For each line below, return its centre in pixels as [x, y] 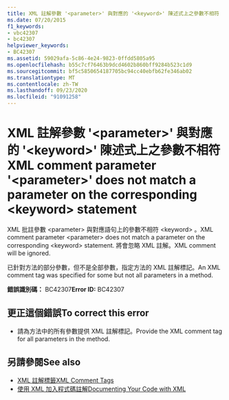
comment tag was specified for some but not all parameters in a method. [110, 275]
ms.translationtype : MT [41, 78]
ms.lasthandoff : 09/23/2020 [47, 90]
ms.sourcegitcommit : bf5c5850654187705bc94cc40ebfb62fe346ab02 [100, 71]
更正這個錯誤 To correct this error [78, 313]
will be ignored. [29, 253]
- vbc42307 [23, 33]
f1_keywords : [26, 26]
